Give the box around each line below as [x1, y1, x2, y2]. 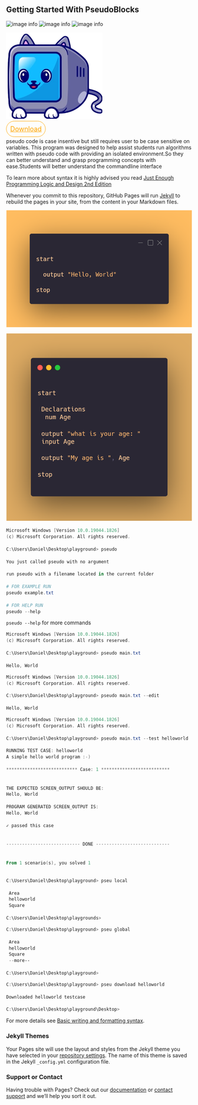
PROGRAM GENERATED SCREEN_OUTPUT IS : [6, 804, 99, 810]
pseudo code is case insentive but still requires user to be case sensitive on [6, 137, 190, 144]
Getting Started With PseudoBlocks [6, 5, 140, 15]
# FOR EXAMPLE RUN [6, 584, 51, 590]
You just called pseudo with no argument [6, 559, 110, 565]
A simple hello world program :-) [6, 754, 91, 760]
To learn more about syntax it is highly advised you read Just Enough [6, 174, 174, 181]
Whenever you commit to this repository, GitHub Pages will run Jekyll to [6, 192, 181, 199]
